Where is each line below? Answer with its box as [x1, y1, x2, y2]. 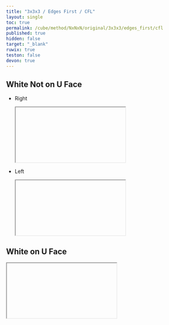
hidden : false [6, 36, 41, 42]
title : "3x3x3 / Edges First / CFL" [6, 8, 95, 15]
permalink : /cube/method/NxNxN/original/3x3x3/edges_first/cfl [6, 25, 164, 31]
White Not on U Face [6, 79, 82, 89]
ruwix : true [6, 47, 35, 53]
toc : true [6, 19, 30, 25]
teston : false [6, 52, 41, 58]
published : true [6, 31, 46, 36]
